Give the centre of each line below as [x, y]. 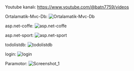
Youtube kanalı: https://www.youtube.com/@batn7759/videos [67, 7]
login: [11, 54]
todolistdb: [16, 45]
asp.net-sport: [19, 35]
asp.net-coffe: [19, 26]
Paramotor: [16, 63]
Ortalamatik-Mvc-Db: [26, 16]
